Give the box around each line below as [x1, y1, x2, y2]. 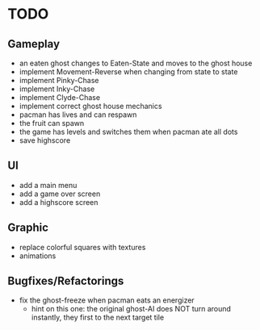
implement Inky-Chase [19, 84, 95, 94]
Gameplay [7, 37, 61, 51]
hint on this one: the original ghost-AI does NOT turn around [31, 304, 232, 314]
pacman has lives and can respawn [19, 110, 137, 119]
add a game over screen [19, 189, 101, 198]
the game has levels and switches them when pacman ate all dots [19, 127, 238, 136]
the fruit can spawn [19, 119, 85, 127]
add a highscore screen [19, 197, 99, 207]
